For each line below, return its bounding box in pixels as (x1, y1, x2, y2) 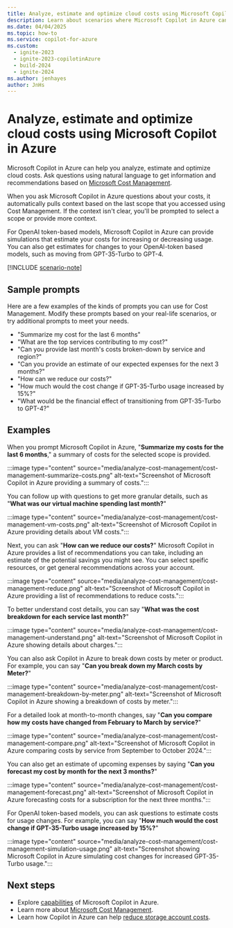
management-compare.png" (7, 739, 89, 747)
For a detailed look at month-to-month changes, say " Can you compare (7, 710, 213, 719)
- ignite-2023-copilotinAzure (13, 56, 101, 63)
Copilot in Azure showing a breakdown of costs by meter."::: (7, 697, 179, 705)
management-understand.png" (7, 633, 96, 641)
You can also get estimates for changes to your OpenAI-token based (7, 243, 203, 251)
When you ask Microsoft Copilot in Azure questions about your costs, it (7, 192, 211, 200)
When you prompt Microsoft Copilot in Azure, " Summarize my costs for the (7, 442, 224, 451)
